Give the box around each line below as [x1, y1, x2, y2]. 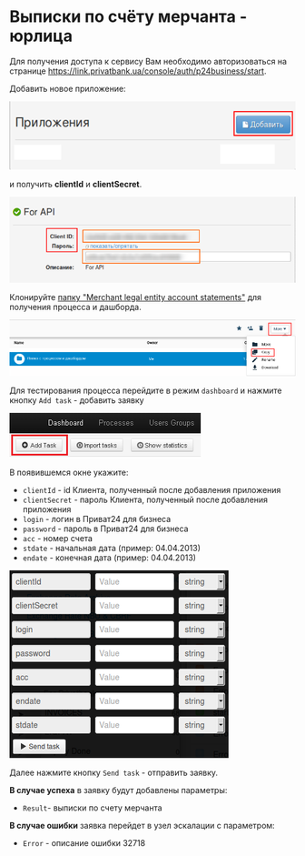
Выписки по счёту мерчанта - [9, 6, 248, 27]
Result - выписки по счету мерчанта [22, 802, 162, 813]
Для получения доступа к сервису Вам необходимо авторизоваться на [9, 55, 288, 66]
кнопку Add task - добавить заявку [9, 395, 144, 406]
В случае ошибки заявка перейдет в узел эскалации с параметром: [9, 821, 275, 831]
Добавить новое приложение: [9, 83, 126, 94]
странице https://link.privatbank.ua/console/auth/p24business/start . [9, 65, 267, 76]
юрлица [9, 25, 73, 46]
